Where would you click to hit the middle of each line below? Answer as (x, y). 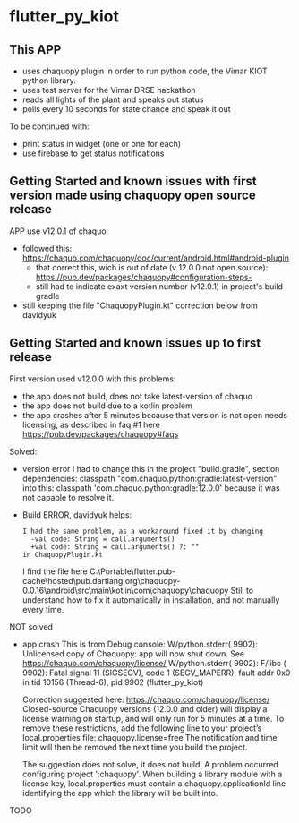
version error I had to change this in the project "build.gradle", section (151, 468)
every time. (43, 609)
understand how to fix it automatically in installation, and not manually (151, 600)
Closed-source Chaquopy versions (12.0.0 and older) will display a (145, 708)
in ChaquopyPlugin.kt (62, 554)
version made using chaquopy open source (133, 196)
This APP (35, 50)
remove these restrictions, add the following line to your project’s (142, 728)
